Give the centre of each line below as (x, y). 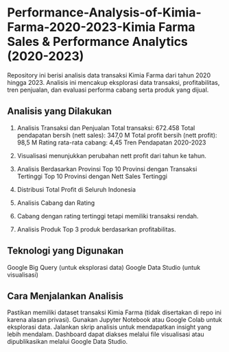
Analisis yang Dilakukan (59, 111)
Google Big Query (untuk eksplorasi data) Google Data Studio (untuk (104, 267)
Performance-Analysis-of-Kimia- (105, 13)
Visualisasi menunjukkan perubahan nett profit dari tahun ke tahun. (112, 155)
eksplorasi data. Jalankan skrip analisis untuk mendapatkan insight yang (109, 327)
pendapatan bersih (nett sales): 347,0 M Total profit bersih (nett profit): (117, 135)
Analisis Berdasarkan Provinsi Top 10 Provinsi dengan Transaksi (107, 168)
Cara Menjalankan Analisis (65, 296)
